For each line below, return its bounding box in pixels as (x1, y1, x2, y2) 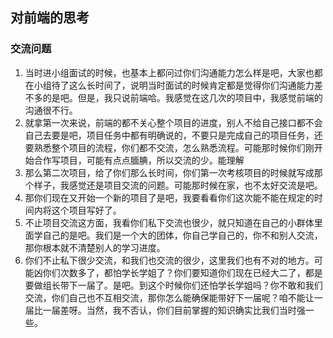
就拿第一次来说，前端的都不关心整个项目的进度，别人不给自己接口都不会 (24, 116, 323, 128)
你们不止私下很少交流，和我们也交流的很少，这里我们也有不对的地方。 (24, 254, 315, 266)
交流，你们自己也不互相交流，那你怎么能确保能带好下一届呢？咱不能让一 (24, 291, 323, 303)
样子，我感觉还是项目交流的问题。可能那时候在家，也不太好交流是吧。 (33, 179, 323, 191)
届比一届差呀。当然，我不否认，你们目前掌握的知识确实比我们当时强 (24, 304, 306, 316)
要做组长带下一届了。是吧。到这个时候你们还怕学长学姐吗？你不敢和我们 (24, 279, 323, 291)
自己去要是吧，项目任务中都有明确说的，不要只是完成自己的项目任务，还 (24, 129, 323, 141)
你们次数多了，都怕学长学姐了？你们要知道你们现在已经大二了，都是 (42, 266, 323, 278)
